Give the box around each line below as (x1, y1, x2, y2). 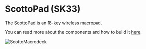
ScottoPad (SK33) (5, 3, 81, 15)
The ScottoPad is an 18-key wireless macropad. (5, 20, 102, 25)
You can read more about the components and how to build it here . (5, 29, 142, 35)
